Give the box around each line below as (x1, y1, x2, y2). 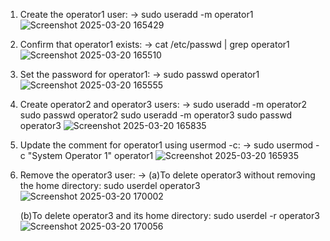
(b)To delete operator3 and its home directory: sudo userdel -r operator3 (19, 210, 320, 221)
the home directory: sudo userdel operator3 (19, 180, 201, 191)
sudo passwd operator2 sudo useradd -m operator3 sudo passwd (19, 109, 293, 121)
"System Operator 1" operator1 (27, 150, 154, 161)
